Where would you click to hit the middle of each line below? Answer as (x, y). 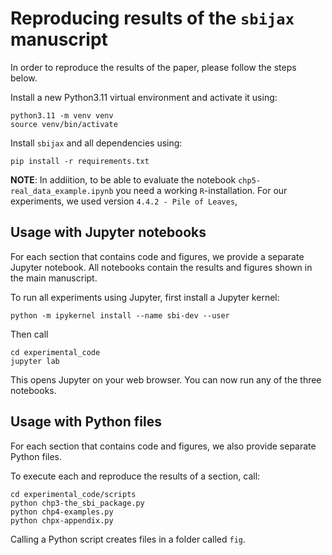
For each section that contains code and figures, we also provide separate (163, 446)
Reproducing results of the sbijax (152, 18)
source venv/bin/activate (64, 124)
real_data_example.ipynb (62, 191)
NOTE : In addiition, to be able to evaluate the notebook (123, 179)
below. (24, 78)
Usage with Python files (86, 422)
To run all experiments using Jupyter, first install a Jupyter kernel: (145, 297)
